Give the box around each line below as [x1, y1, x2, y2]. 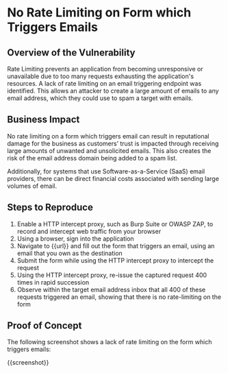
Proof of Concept [7, 320, 82, 332]
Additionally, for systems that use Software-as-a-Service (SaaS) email [7, 167, 205, 176]
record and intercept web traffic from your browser [16, 227, 162, 235]
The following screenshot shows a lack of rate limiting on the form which [7, 338, 212, 346]
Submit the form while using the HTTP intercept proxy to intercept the [16, 256, 214, 265]
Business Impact [7, 114, 80, 125]
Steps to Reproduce [7, 202, 94, 213]
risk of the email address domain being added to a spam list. [7, 154, 178, 162]
